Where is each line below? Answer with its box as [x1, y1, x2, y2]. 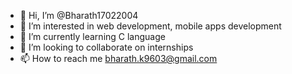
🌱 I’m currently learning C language [19, 31, 166, 42]
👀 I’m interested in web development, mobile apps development [19, 20, 282, 32]
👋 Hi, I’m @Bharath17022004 [19, 10, 139, 21]
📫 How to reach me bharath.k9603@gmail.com [19, 53, 218, 64]
